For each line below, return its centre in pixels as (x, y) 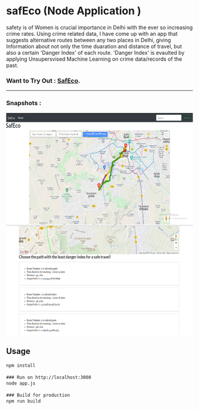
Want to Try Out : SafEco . (43, 80)
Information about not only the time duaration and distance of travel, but (94, 46)
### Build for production (38, 395)
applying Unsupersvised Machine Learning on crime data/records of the (94, 59)
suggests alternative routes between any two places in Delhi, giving (89, 40)
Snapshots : (24, 103)
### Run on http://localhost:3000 (49, 378)
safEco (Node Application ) (74, 11)
